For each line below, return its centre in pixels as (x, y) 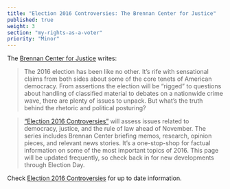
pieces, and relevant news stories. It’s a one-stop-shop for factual (117, 143)
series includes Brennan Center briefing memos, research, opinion (118, 136)
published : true (30, 20)
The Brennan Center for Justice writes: (62, 58)
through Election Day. (54, 165)
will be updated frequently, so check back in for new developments (119, 157)
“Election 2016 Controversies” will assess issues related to (106, 121)
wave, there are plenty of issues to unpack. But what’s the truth (113, 101)
